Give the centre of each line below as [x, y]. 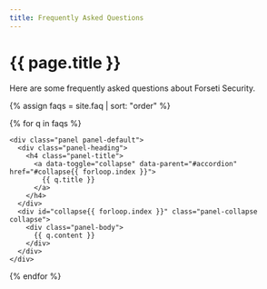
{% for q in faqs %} [45, 123]
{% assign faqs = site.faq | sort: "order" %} [90, 105]
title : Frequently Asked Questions [77, 18]
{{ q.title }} [69, 179]
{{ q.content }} [64, 235]
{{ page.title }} [65, 62]
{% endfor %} [35, 276]
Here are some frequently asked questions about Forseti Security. [133, 88]
